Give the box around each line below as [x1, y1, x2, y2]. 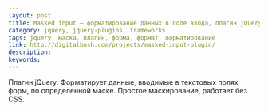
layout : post [8, 11, 52, 20]
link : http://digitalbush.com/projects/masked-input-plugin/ [8, 41, 216, 49]
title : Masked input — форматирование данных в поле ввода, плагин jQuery [8, 19, 262, 27]
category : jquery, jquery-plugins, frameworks [8, 26, 166, 34]
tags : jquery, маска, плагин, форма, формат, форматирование [8, 33, 216, 42]
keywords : [8, 56, 41, 64]
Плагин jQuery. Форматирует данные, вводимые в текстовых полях [8, 77, 238, 87]
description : [8, 48, 52, 56]
